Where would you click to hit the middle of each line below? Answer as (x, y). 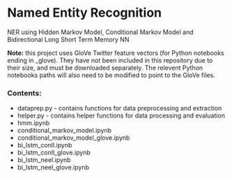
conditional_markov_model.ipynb (64, 131)
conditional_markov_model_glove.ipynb (74, 138)
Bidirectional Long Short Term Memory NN (68, 39)
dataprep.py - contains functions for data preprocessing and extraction (119, 108)
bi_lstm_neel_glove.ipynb (53, 168)
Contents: (24, 93)
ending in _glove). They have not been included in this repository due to (110, 60)
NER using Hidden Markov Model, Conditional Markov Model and (100, 32)
